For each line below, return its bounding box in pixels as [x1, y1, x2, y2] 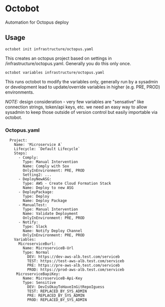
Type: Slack [23, 224, 48, 229]
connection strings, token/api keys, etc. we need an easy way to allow [5, 104, 147, 110]
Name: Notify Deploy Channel [23, 229, 83, 234]
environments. [5, 89, 34, 95]
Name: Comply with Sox [23, 164, 69, 169]
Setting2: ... [23, 172, 52, 177]
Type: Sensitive [23, 280, 56, 285]
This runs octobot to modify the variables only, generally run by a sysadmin [5, 78, 158, 84]
